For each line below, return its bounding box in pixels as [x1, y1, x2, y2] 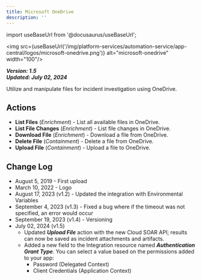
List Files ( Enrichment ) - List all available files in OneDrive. [14, 119, 160, 126]
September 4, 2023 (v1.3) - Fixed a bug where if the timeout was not [14, 203, 185, 211]
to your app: [23, 254, 54, 262]
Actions [6, 102, 36, 113]
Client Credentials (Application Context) [32, 267, 132, 275]
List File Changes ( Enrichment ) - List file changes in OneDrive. [14, 125, 171, 132]
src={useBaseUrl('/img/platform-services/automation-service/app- [20, 43, 187, 50]
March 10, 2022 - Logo [14, 184, 72, 191]
